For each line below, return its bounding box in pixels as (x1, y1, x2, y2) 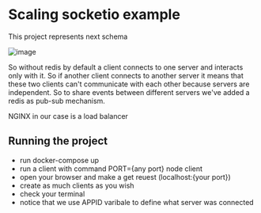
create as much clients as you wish (19, 181, 134, 190)
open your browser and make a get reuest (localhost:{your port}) (19, 172, 231, 181)
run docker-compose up (19, 155, 100, 165)
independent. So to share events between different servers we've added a (8, 87, 251, 97)
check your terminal (19, 188, 85, 199)
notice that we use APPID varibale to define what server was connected (19, 197, 255, 207)
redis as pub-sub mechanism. (8, 96, 105, 105)
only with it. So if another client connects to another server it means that (8, 70, 244, 80)
